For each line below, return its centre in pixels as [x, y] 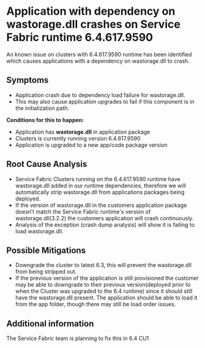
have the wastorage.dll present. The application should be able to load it [106, 298]
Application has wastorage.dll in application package [83, 132]
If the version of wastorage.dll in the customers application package [101, 205]
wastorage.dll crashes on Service [93, 24]
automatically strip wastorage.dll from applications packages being [100, 192]
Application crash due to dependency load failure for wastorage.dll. [100, 95]
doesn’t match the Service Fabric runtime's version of [83, 211]
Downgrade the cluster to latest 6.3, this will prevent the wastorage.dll [103, 265]
